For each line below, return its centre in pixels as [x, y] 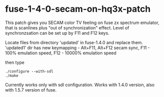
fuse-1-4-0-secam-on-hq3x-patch [78, 9]
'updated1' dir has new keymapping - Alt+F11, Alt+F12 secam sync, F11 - [78, 48]
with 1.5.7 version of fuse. [31, 90]
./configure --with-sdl [29, 71]
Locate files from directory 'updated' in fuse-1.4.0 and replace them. [74, 42]
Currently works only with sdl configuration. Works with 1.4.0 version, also [80, 85]
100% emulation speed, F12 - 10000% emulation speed [61, 53]
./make [12, 75]
